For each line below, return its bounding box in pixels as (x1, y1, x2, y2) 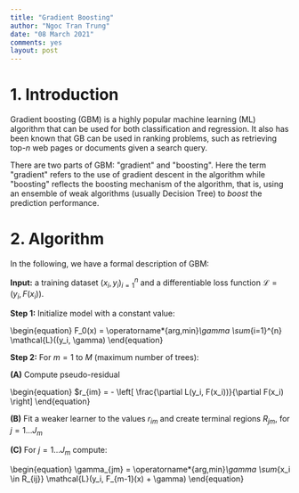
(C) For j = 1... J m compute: (10, 444, 108, 457)
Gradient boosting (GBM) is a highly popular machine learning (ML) (10, 114, 256, 125)
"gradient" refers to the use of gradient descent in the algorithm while (10, 169, 266, 180)
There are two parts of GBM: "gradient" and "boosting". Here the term (10, 160, 267, 170)
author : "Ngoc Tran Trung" (10, 21, 110, 30)
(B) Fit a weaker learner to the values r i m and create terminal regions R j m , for (10, 414, 290, 426)
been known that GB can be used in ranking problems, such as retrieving (10, 133, 278, 144)
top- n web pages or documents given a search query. (10, 143, 208, 153)
